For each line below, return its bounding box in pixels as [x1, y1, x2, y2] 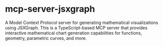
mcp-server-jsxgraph [5, 3, 95, 15]
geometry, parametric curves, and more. [5, 35, 87, 41]
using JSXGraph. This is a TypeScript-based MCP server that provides [5, 24, 148, 30]
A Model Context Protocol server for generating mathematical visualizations [5, 20, 159, 25]
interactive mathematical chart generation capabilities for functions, [5, 30, 142, 36]
